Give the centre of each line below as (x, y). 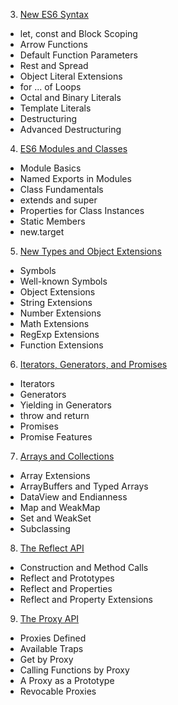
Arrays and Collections (67, 456)
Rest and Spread (54, 65)
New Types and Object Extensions (90, 251)
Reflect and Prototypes (67, 578)
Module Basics (50, 168)
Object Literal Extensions (71, 76)
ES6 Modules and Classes (73, 148)
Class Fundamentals (61, 189)
